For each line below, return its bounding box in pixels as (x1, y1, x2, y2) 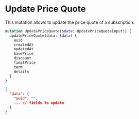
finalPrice (14, 60, 36, 65)
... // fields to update (14, 101, 64, 105)
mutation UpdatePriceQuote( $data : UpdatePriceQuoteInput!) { (5, 29, 132, 33)
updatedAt (14, 47, 34, 52)
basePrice (14, 51, 34, 56)
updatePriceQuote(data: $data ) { (9, 33, 77, 38)
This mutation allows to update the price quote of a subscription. (5, 19, 135, 25)
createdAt (14, 42, 34, 47)
